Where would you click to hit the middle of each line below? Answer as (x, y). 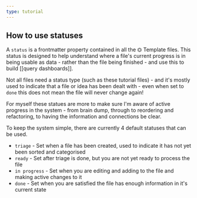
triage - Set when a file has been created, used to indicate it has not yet (103, 146)
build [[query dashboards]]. (40, 69)
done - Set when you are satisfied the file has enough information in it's (101, 183)
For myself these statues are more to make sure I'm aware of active (88, 104)
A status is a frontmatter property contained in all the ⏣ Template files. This (98, 50)
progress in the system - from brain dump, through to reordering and (90, 111)
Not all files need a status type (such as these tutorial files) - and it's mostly (98, 80)
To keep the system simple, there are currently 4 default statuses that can (96, 128)
